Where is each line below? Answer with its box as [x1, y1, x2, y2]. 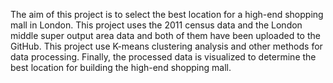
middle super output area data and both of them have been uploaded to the [10, 30, 321, 41]
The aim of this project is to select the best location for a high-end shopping [10, 9, 324, 20]
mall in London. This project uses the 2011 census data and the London [10, 19, 303, 31]
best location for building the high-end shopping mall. [10, 62, 232, 73]
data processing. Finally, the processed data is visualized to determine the [10, 51, 317, 63]
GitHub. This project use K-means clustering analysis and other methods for [10, 40, 323, 52]
